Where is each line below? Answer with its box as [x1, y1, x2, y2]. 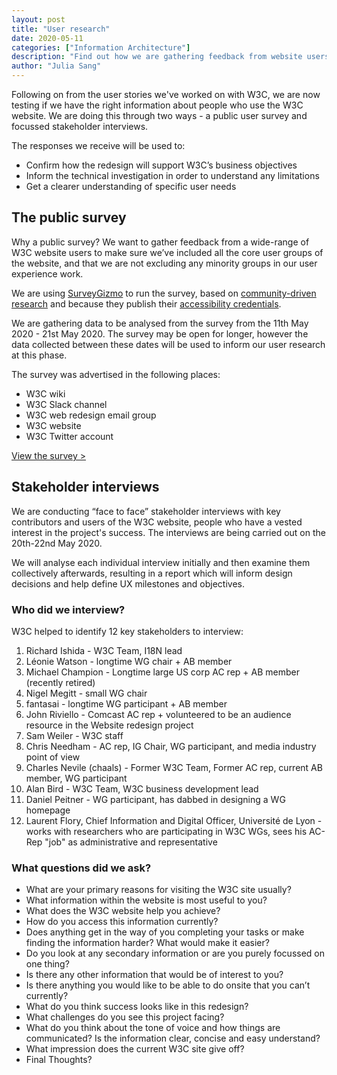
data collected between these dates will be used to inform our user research [11, 338, 326, 350]
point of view [25, 751, 81, 763]
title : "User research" [11, 24, 111, 34]
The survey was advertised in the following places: [11, 368, 221, 380]
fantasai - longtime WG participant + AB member [25, 697, 228, 710]
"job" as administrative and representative [44, 836, 218, 848]
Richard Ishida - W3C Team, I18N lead [25, 644, 183, 656]
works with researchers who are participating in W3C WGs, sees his [25, 825, 308, 837]
